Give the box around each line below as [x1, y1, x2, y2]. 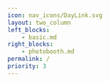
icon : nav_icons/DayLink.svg [7, 11, 103, 20]
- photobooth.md [21, 48, 75, 55]
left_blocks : [7, 26, 50, 34]
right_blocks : [7, 41, 54, 48]
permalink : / [7, 55, 50, 63]
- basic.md [21, 33, 57, 41]
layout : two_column [7, 19, 71, 27]
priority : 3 [7, 62, 46, 70]
